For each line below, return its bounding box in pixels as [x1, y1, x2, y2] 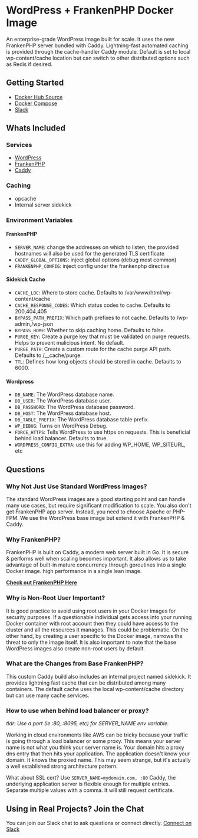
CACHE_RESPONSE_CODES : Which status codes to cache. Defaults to [14, 302, 171, 309]
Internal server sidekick [14, 201, 72, 208]
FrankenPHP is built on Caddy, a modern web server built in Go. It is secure [6, 549, 189, 556]
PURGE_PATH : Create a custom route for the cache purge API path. [14, 346, 172, 353]
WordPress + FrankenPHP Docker [6, 4, 174, 17]
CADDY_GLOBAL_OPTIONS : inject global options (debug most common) [14, 256, 177, 263]
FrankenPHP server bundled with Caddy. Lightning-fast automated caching [6, 42, 189, 49]
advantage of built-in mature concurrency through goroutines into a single [6, 561, 187, 568]
